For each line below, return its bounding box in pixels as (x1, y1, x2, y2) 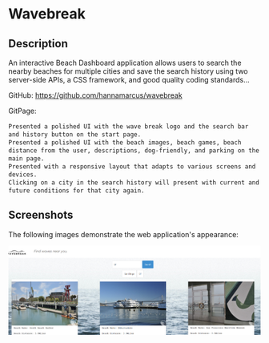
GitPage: (8, 106, 37, 115)
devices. (8, 171, 38, 179)
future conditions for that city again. (8, 187, 146, 195)
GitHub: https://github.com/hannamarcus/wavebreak (8, 91, 183, 100)
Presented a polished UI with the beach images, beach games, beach (8, 139, 242, 147)
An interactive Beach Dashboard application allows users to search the (8, 58, 242, 67)
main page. (8, 155, 45, 163)
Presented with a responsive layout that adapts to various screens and (8, 163, 256, 171)
